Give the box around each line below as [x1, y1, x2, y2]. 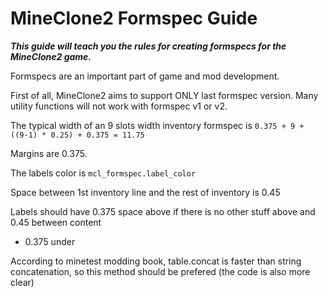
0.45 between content [10, 216, 102, 228]
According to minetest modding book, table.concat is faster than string [10, 255, 302, 267]
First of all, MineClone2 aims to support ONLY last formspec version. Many [10, 89, 319, 101]
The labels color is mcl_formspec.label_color [10, 167, 197, 179]
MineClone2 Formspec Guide [10, 7, 258, 30]
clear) [10, 276, 35, 288]
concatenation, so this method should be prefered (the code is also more [10, 265, 311, 277]
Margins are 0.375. [10, 147, 88, 159]
